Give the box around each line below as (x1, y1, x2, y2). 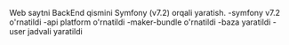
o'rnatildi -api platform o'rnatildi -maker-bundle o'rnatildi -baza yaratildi (9, 17, 271, 27)
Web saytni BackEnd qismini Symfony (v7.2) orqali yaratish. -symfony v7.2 (9, 8, 281, 18)
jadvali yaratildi (28, 26, 83, 36)
